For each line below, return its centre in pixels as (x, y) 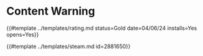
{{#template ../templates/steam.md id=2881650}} (68, 46)
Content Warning (51, 11)
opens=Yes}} (23, 34)
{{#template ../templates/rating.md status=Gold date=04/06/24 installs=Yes (102, 28)
